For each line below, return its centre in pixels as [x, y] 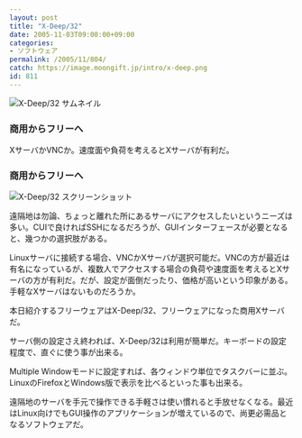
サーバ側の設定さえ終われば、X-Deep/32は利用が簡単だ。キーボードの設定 [148, 341]
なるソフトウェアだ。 [49, 424]
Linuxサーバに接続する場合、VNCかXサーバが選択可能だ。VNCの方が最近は [150, 258]
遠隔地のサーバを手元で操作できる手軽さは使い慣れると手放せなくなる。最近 [151, 402]
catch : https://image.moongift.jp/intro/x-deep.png [108, 68]
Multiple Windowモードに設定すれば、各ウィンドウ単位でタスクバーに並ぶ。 [151, 371]
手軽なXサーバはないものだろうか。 [75, 292]
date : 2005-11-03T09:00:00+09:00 [72, 34]
